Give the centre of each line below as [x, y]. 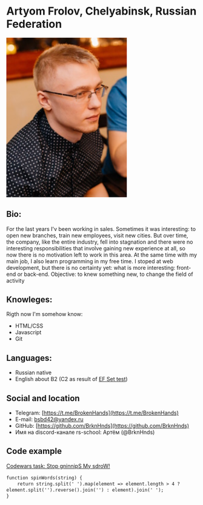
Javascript [28, 332]
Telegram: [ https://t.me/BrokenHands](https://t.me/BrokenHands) [97, 413]
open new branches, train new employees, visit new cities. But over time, [97, 235]
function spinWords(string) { [45, 478]
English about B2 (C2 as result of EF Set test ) [72, 379]
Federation [34, 24]
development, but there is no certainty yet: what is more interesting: [91, 267]
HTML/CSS [29, 326]
